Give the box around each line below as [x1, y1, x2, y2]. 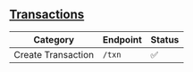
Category [33, 33, 74, 45]
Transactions [9, 7, 85, 22]
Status [150, 33, 180, 45]
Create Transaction [13, 48, 95, 60]
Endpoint [102, 33, 143, 45]
